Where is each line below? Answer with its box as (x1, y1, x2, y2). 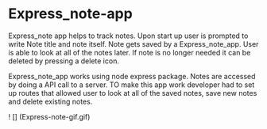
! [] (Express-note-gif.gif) (8, 112, 91, 121)
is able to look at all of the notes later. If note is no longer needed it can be (8, 47, 251, 57)
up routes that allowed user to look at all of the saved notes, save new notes (8, 88, 257, 97)
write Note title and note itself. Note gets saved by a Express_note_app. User (8, 39, 259, 48)
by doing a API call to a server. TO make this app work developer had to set (8, 80, 255, 89)
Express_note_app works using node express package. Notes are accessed (8, 71, 256, 81)
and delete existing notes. (8, 97, 93, 106)
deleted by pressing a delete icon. (8, 56, 119, 66)
